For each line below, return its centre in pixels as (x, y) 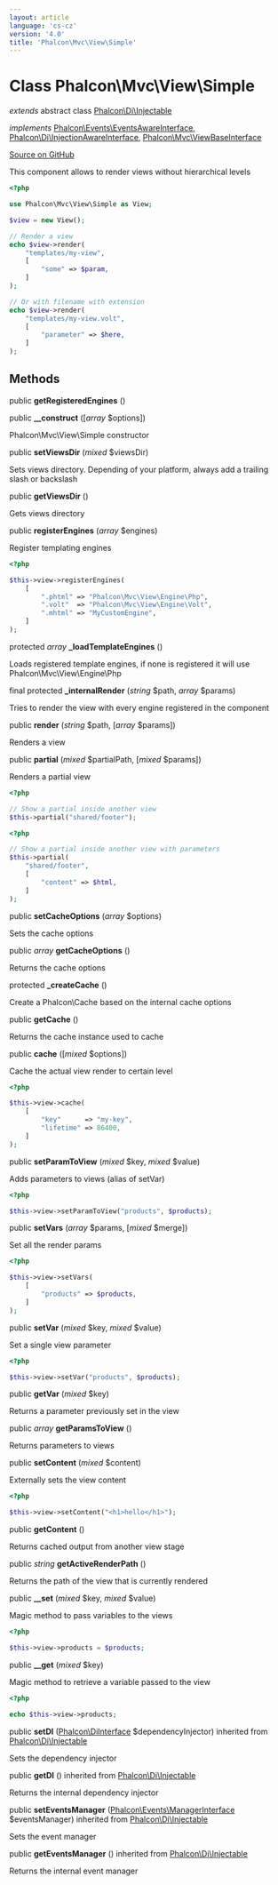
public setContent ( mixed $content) (75, 1463)
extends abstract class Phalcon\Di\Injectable (91, 111)
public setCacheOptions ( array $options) (86, 915)
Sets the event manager (53, 1836)
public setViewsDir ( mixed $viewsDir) (79, 452)
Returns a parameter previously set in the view (94, 1411)
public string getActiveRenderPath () (78, 1564)
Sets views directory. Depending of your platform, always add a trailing (139, 469)
